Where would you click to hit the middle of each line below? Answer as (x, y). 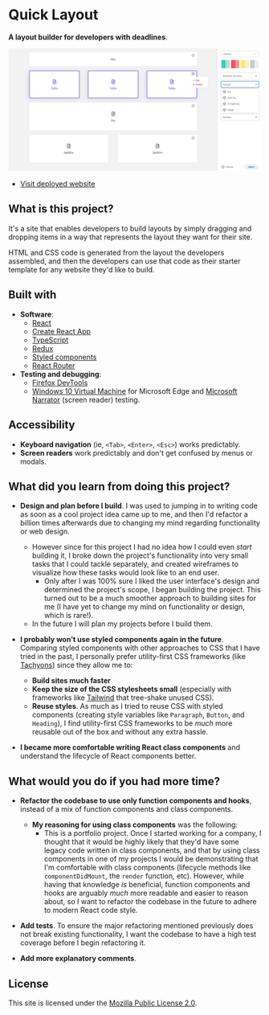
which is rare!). (69, 616)
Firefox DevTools (60, 383)
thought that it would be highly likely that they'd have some (141, 842)
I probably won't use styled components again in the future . (122, 640)
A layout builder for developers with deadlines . (88, 37)
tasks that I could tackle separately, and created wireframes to (135, 564)
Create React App (61, 331)
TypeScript (50, 340)
